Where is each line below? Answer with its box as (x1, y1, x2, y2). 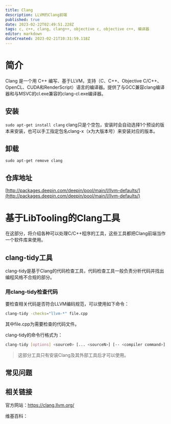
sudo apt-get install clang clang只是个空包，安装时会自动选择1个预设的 (5, 122, 160, 128)
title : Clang (5, 7, 33, 13)
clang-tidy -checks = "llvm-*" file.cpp (5, 311, 88, 316)
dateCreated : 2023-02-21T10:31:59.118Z (5, 36, 90, 42)
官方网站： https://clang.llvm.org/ (5, 402, 75, 408)
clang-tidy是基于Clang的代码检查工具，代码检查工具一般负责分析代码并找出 (5, 268, 164, 274)
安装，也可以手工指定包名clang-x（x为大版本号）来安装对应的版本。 (14, 128, 158, 134)
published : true (5, 17, 40, 22)
